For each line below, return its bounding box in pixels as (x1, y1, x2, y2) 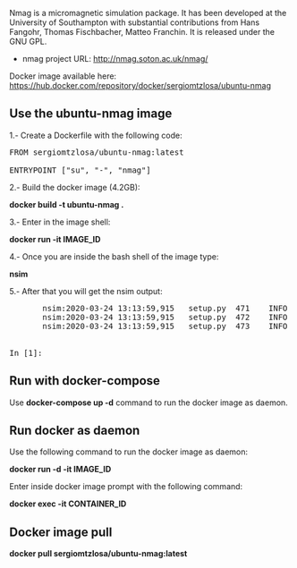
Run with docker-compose (9, 373, 161, 388)
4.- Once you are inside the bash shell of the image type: (9, 250, 219, 262)
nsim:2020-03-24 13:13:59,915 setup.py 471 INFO (42, 303, 288, 313)
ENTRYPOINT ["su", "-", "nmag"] (9, 165, 151, 175)
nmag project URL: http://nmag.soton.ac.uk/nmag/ (21, 54, 208, 64)
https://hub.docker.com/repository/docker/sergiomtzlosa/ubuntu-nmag (9, 81, 271, 90)
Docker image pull (9, 524, 113, 539)
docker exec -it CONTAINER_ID (9, 498, 127, 509)
